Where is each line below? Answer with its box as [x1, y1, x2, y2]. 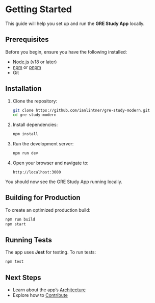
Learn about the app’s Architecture [12, 287, 86, 293]
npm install [12, 132, 38, 137]
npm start [5, 221, 27, 226]
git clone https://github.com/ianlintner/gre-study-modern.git [12, 108, 150, 113]
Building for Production [5, 193, 81, 202]
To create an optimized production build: [5, 207, 91, 213]
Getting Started [5, 4, 72, 15]
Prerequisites [5, 35, 49, 44]
